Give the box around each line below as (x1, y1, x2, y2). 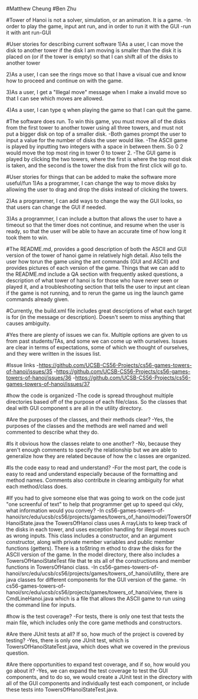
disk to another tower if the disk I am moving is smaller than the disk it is (6, 47, 182, 54)
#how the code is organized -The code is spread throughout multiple (6, 392, 174, 399)
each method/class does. (6, 483, 68, 490)
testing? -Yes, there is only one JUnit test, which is (6, 637, 129, 644)
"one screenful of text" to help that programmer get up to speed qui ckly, (6, 501, 184, 508)
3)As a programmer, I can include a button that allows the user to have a (6, 215, 182, 222)
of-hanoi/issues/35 (6, 368, 53, 375)
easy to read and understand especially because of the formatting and (6, 471, 178, 477)
